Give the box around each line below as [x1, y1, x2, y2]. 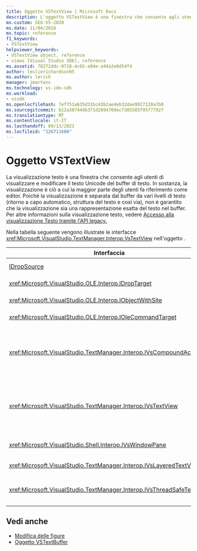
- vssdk [6, 96, 25, 102]
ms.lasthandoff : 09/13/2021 [6, 123, 75, 129]
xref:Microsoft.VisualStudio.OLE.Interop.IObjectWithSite [9, 296, 162, 304]
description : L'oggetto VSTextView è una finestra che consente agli [6, 14, 180, 20]
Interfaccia [93, 248, 125, 257]
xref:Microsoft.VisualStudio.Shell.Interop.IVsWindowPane [9, 441, 167, 449]
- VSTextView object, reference [6, 52, 85, 58]
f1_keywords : [6, 36, 38, 42]
